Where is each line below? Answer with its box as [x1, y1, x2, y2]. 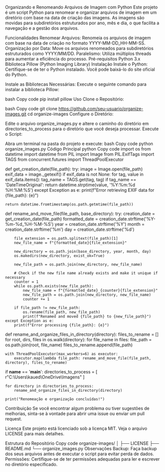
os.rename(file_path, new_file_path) [23, 310, 100, 315]
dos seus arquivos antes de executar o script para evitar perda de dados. [5, 451, 154, 457]
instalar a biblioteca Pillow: [5, 87, 59, 92]
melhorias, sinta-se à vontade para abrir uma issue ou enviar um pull [5, 411, 145, 417]
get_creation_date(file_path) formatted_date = [5, 216, 98, 222]
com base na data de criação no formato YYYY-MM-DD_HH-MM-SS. [5, 40, 146, 46]
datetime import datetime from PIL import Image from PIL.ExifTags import [5, 151, 155, 157]
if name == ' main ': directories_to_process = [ [5, 369, 98, 374]
